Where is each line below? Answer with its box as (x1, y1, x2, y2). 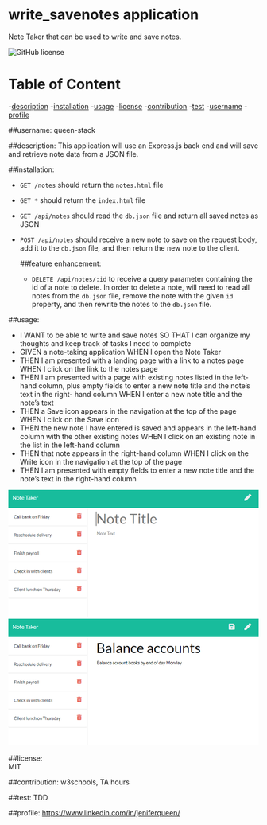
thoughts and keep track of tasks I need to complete (19, 338, 192, 348)
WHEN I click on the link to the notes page (19, 364, 158, 373)
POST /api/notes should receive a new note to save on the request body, (19, 235, 257, 244)
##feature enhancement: (19, 259, 102, 268)
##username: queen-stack (8, 125, 96, 134)
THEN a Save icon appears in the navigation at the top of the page (19, 406, 237, 415)
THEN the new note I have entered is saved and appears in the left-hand (19, 423, 257, 433)
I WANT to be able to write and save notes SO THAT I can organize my (19, 330, 250, 340)
